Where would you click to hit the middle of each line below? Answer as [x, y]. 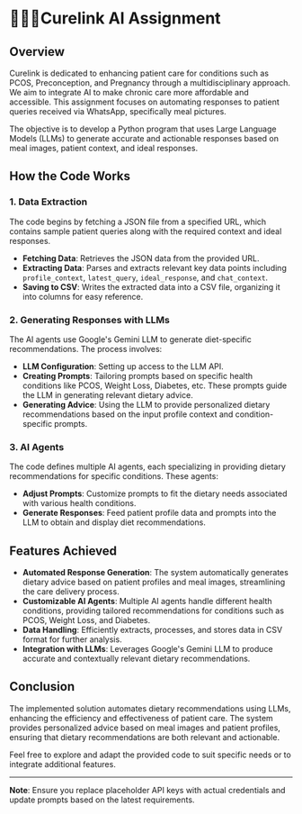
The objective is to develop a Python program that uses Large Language [143, 129]
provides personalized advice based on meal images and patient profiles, [145, 728]
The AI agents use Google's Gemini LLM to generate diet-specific [130, 339]
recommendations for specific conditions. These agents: [114, 476]
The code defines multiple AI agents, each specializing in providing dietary [147, 466]
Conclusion [42, 687]
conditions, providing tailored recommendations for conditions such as [153, 610]
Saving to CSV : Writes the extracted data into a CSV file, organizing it [151, 286]
